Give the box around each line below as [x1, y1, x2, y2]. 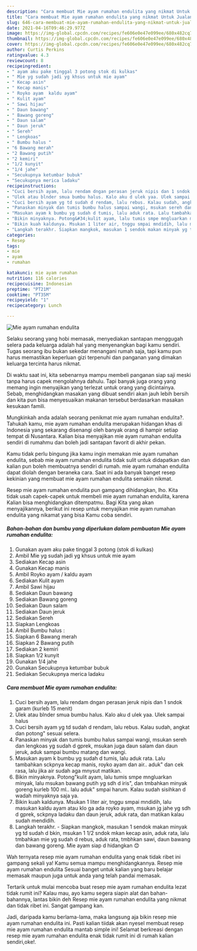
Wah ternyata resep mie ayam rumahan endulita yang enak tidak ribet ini [6, 853, 181, 860]
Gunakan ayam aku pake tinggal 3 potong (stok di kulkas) [15, 546, 154, 553]
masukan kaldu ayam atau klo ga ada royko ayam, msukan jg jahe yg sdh [15, 804, 191, 811]
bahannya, [6, 895, 32, 903]
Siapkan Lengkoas [15, 620, 60, 627]
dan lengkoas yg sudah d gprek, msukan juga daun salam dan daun [15, 742, 178, 749]
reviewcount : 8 [6, 57, 44, 63]
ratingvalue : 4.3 [6, 52, 49, 58]
